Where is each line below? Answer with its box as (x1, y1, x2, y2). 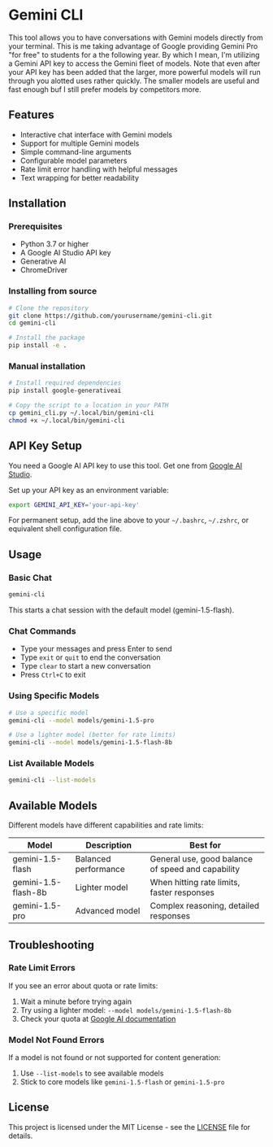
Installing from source (8, 286, 97, 297)
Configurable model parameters (19, 155, 128, 165)
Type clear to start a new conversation (19, 661, 151, 671)
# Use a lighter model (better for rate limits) (8, 731, 176, 739)
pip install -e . (8, 342, 67, 350)
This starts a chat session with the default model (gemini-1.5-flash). (8, 605, 235, 615)
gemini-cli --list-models (8, 776, 96, 784)
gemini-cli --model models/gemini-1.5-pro (8, 716, 154, 725)
